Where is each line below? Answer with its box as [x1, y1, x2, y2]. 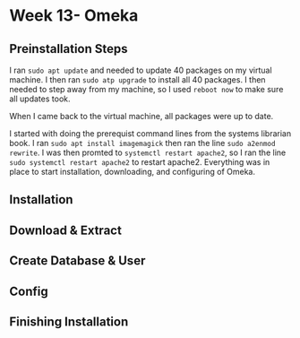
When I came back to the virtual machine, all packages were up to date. [9, 111, 274, 121]
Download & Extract [9, 222, 123, 238]
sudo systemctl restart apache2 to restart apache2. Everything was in [9, 157, 270, 167]
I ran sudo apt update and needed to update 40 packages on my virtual [9, 65, 272, 75]
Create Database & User [9, 253, 146, 269]
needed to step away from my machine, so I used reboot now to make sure [9, 84, 284, 94]
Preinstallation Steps [9, 41, 128, 56]
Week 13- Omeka [9, 5, 139, 26]
